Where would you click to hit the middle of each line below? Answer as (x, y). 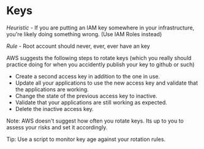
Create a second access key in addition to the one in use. (88, 76)
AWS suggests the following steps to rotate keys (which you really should (99, 58)
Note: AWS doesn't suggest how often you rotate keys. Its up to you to (95, 121)
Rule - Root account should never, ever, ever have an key (78, 46)
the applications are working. (52, 89)
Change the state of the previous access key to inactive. (86, 96)
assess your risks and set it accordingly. (57, 127)
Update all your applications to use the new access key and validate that (106, 83)
